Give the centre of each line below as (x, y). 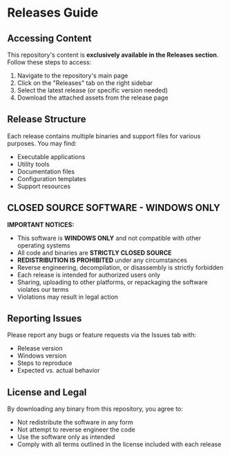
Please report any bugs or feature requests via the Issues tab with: (102, 335)
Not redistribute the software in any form (75, 423)
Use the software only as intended (66, 437)
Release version (40, 349)
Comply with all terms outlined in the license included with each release (119, 445)
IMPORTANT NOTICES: (41, 224)
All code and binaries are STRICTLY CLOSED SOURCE (94, 252)
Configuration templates (51, 178)
